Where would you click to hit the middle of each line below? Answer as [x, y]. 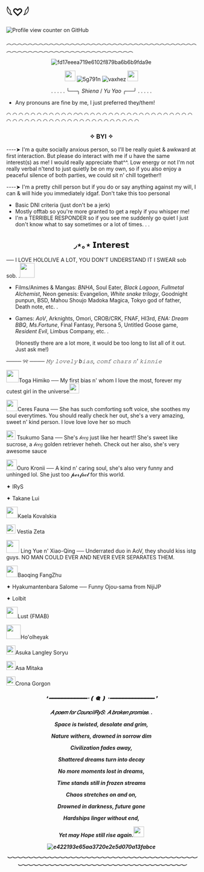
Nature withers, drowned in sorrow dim [101, 736]
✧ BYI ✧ [101, 136]
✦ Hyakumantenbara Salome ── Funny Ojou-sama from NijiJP [84, 587]
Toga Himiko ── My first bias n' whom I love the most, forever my [100, 380]
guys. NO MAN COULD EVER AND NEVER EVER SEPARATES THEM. [91, 558]
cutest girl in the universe [38, 391]
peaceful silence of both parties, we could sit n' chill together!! [84, 175]
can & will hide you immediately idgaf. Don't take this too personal [88, 194]
